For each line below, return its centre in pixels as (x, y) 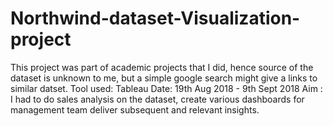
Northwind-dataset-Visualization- (155, 18)
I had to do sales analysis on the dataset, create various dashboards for (157, 99)
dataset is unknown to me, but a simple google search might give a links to (164, 78)
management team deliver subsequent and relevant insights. (135, 109)
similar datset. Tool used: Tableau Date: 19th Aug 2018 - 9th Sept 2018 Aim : (166, 88)
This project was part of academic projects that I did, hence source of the (162, 67)
